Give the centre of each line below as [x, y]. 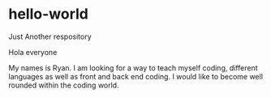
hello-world [49, 14]
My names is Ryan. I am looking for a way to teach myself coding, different [133, 68]
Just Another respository [50, 36]
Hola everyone [33, 52]
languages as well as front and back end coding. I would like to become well [136, 76]
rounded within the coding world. [64, 85]
